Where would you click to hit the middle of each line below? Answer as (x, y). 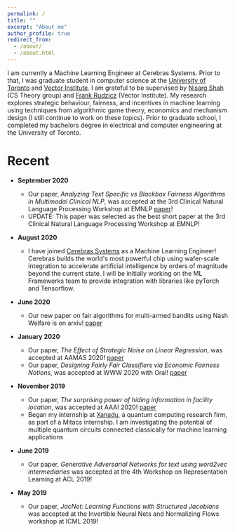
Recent (28, 161)
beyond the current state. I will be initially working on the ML (115, 273)
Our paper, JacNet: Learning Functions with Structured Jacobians (123, 506)
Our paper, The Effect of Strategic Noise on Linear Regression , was (125, 350)
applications (46, 437)
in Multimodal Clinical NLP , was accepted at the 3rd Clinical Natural (126, 201)
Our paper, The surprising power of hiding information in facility (120, 399)
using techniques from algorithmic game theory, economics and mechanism (117, 110)
